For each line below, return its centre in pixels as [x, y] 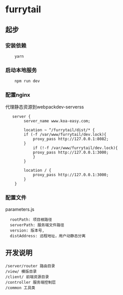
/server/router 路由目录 [30, 266]
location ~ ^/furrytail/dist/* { [59, 130]
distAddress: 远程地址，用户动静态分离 [48, 236]
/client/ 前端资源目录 [27, 277]
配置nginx [18, 95]
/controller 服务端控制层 [31, 282]
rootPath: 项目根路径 [31, 219]
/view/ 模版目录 [21, 271]
